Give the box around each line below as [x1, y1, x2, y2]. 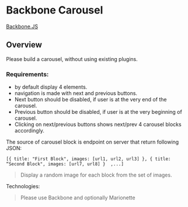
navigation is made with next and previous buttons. [14, 90, 138, 97]
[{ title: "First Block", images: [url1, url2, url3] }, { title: [6, 156, 171, 162]
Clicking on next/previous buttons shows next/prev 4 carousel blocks [14, 121, 182, 128]
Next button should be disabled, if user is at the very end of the [14, 96, 168, 103]
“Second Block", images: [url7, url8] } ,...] [6, 161, 124, 167]
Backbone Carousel [6, 4, 103, 17]
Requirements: [6, 70, 49, 78]
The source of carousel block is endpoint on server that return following [6, 138, 179, 145]
